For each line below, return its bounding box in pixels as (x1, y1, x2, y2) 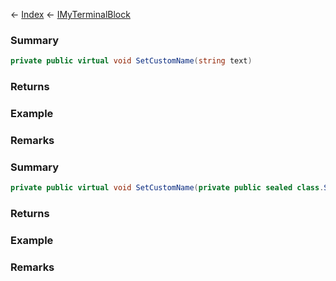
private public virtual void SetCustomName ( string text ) (10, 56, 253, 66)
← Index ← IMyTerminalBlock (10, 9, 131, 20)
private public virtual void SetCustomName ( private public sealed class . (10, 183, 325, 193)
